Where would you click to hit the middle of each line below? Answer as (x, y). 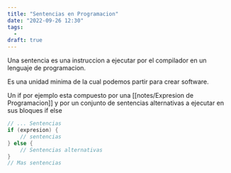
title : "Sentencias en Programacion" (63, 14)
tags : (15, 27)
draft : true (25, 40)
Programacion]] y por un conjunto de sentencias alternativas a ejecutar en (116, 103)
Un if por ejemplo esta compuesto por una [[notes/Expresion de (100, 96)
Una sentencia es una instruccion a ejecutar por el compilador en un (107, 60)
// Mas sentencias (34, 163)
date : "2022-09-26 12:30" (45, 21)
